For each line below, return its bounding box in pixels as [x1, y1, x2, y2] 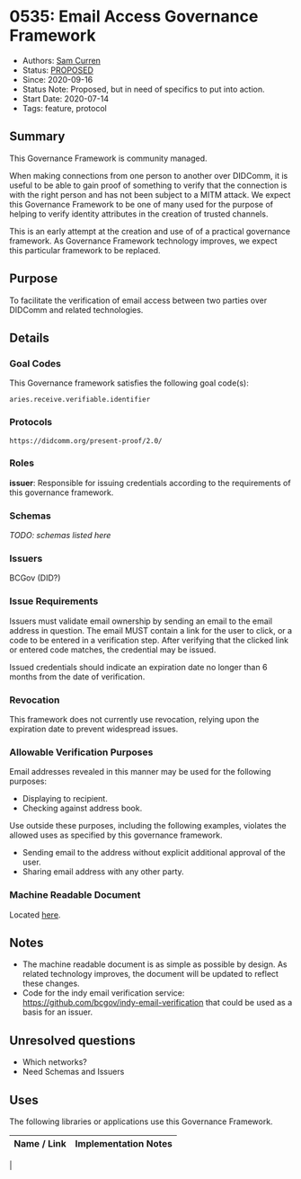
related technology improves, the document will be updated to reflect [22, 969, 279, 980]
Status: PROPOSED [22, 65, 94, 75]
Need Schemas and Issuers [22, 1067, 125, 1077]
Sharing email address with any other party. [22, 866, 184, 877]
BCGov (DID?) [9, 572, 61, 583]
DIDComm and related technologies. [9, 304, 144, 315]
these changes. [22, 978, 80, 989]
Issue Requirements [9, 595, 99, 607]
